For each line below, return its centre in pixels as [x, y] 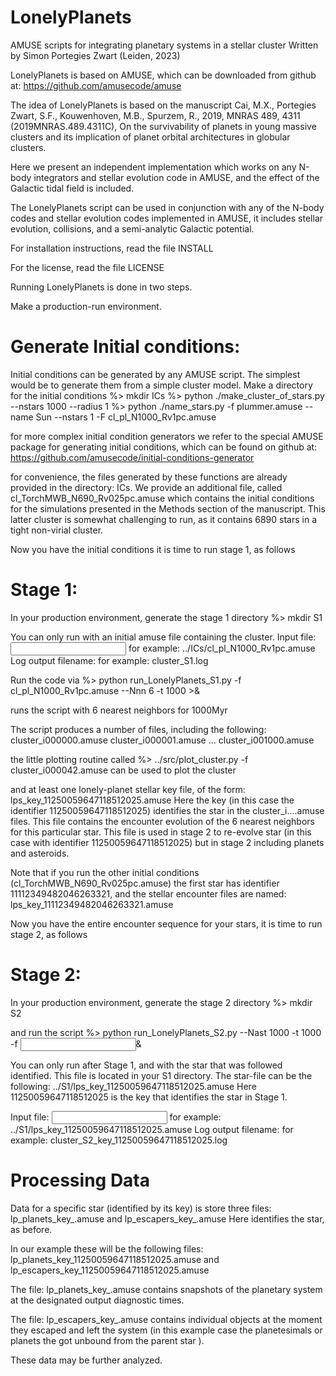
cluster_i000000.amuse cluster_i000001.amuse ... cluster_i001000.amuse [162, 740]
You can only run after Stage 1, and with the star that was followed [146, 1065]
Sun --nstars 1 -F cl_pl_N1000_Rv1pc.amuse [126, 417]
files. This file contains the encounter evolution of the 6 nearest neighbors [162, 821]
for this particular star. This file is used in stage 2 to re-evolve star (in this [161, 832]
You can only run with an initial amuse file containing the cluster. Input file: [163, 637]
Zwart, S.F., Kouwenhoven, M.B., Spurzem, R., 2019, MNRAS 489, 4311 [155, 115]
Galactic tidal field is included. [72, 188]
